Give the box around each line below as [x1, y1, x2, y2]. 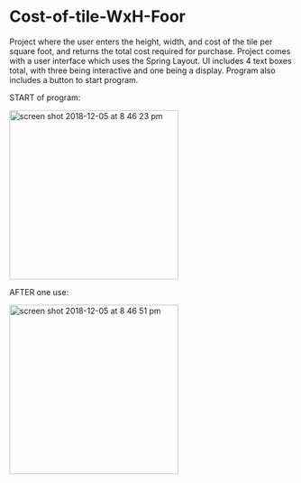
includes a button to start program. [9, 74, 139, 85]
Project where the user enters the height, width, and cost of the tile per [9, 36, 273, 47]
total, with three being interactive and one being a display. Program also [9, 65, 277, 76]
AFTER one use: [9, 286, 69, 297]
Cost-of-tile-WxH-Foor [9, 6, 187, 27]
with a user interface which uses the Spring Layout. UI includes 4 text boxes [9, 55, 292, 66]
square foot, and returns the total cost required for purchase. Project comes [9, 45, 291, 56]
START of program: [9, 92, 81, 103]
